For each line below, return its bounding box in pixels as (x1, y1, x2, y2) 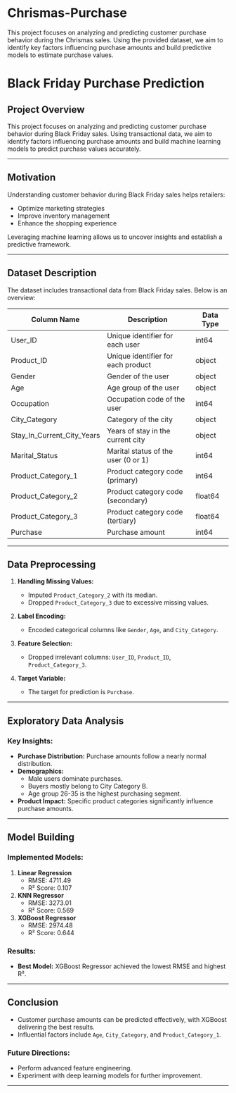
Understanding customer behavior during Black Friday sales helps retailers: (7, 190, 225, 199)
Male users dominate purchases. (27, 774, 123, 783)
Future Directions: (7, 1048, 70, 1058)
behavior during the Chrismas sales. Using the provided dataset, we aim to (7, 35, 223, 44)
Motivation (7, 171, 56, 184)
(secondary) (106, 495, 148, 505)
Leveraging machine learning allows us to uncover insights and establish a (7, 233, 223, 241)
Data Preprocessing (7, 558, 96, 570)
